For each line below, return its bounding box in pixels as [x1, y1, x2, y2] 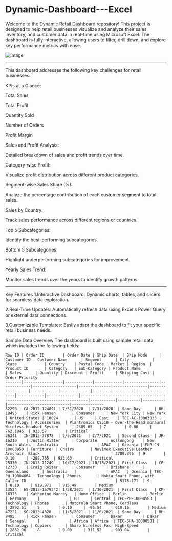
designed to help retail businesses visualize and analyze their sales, [5, 26, 148, 32]
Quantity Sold [5, 112, 34, 118]
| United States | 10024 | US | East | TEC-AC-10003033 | [5, 415, 161, 421]
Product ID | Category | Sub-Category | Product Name [5, 366, 141, 371]
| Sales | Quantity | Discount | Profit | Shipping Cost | [5, 370, 155, 376]
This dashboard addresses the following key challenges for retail [5, 67, 142, 73]
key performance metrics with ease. [5, 42, 81, 48]
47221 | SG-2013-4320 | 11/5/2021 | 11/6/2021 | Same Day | [5, 509, 157, 514]
